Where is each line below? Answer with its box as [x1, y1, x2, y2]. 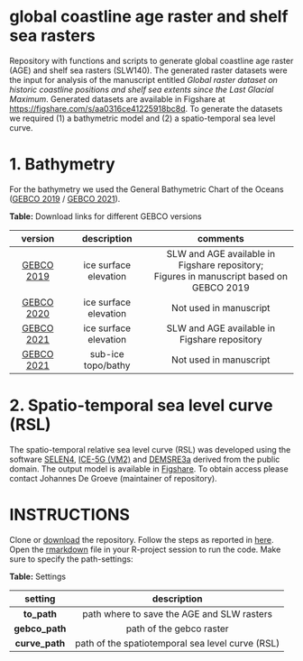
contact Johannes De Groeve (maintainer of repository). [9, 473, 218, 483]
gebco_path [14, 622, 67, 635]
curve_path [14, 637, 66, 649]
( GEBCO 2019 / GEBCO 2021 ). [9, 193, 121, 204]
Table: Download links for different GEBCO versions [9, 210, 203, 222]
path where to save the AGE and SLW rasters [82, 607, 273, 620]
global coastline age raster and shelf [9, 6, 289, 27]
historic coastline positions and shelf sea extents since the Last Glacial [9, 84, 274, 95]
